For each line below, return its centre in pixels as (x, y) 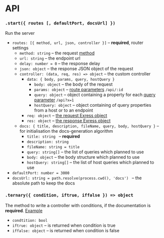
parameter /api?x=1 (54, 100)
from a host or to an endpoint (64, 110)
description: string (48, 142)
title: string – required (53, 136)
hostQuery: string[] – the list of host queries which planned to (90, 163)
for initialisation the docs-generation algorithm (66, 131)
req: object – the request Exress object (67, 116)
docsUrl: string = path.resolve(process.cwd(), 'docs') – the (77, 178)
